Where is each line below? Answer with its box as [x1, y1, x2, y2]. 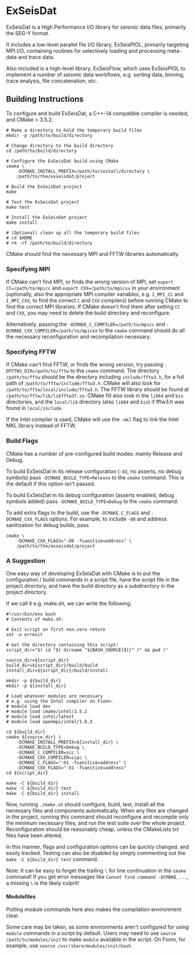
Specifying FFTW [6, 347, 57, 355]
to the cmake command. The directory [69, 367, 159, 374]
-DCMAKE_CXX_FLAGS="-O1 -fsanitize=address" [16, 765, 127, 771]
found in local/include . [6, 405, 63, 412]
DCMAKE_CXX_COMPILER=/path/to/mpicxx [6, 328, 98, 334]
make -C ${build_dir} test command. [6, 855, 99, 862]
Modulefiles [6, 893, 36, 900]
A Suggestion [6, 556, 46, 564]
